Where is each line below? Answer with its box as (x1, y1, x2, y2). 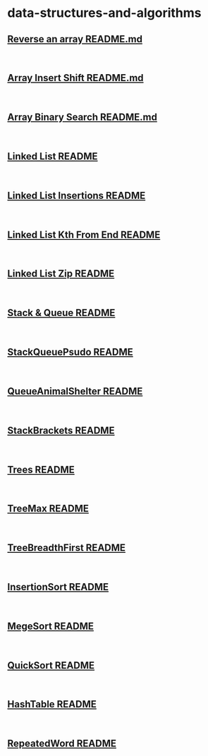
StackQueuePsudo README (7, 346, 133, 358)
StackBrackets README (7, 425, 115, 437)
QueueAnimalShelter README (7, 385, 143, 397)
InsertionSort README (7, 580, 109, 593)
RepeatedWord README (7, 738, 117, 750)
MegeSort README (7, 620, 94, 632)
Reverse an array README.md (7, 33, 143, 45)
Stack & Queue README (7, 307, 116, 319)
